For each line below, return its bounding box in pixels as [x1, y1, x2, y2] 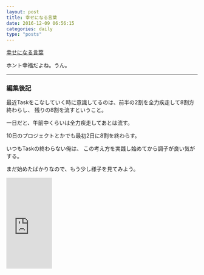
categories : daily [6, 25, 53, 32]
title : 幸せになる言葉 [6, 15, 58, 21]
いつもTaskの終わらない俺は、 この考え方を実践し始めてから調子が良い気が [6, 145, 195, 152]
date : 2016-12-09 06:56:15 [6, 20, 75, 26]
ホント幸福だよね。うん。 [6, 62, 70, 69]
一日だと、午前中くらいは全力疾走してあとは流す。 [6, 119, 134, 127]
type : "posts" [6, 31, 42, 38]
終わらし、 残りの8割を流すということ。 [6, 107, 107, 114]
